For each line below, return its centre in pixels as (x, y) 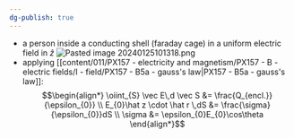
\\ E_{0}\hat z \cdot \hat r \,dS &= (158, 105)
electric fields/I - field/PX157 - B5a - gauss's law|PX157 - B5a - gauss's (153, 72)
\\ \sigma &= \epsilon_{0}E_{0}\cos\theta (189, 114)
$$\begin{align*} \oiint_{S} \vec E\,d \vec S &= (127, 95)
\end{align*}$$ (157, 124)
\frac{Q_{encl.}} (244, 95)
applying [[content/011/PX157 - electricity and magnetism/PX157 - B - (150, 62)
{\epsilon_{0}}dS (82, 114)
